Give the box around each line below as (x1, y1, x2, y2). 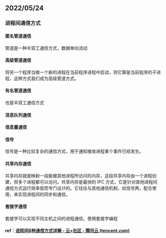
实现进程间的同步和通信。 (18, 191, 70, 197)
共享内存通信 (5, 161, 31, 167)
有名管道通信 (5, 88, 31, 94)
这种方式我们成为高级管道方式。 (13, 75, 79, 81)
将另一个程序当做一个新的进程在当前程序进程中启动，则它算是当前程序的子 (5, 69, 157, 75)
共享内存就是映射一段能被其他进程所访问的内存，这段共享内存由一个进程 (5, 173, 152, 178)
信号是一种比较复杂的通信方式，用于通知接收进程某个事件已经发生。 (5, 148, 144, 154)
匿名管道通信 (5, 33, 31, 39)
